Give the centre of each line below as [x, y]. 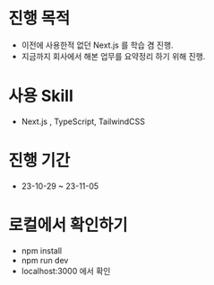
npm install [42, 250]
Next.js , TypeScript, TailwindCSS [83, 121]
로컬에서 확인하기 [68, 225]
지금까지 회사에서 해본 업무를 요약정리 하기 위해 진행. [113, 56]
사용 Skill [41, 96]
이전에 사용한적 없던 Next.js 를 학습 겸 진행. [97, 45]
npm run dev [45, 260]
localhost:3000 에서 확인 [66, 271]
